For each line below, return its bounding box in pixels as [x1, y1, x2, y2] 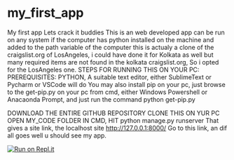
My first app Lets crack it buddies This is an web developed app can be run [7, 28, 226, 36]
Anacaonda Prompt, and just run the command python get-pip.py [7, 95, 196, 103]
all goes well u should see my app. [7, 131, 107, 140]
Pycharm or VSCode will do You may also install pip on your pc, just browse [7, 80, 226, 88]
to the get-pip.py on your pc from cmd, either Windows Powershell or [7, 88, 208, 96]
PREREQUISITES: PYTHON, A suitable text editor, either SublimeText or [7, 72, 212, 81]
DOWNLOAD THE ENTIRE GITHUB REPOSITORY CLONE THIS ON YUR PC [7, 109, 220, 117]
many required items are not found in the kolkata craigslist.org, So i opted [7, 58, 219, 66]
